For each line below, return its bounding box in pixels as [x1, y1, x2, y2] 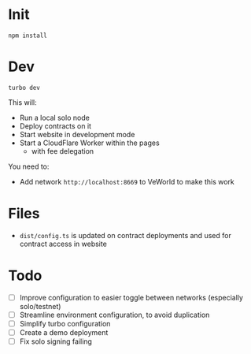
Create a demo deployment [19, 327, 109, 337]
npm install [8, 32, 47, 39]
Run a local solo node [19, 113, 90, 122]
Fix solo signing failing [19, 337, 93, 346]
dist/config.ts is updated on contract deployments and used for [19, 230, 232, 240]
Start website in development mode [19, 129, 135, 139]
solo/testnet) [19, 301, 61, 311]
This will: [8, 97, 37, 107]
